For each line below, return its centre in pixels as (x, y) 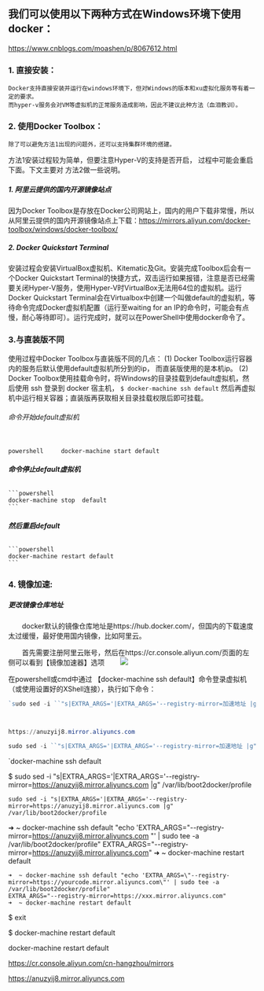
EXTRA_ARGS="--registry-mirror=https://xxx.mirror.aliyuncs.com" (117, 896)
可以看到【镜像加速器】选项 (59, 662)
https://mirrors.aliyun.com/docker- (195, 221)
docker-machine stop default (58, 501)
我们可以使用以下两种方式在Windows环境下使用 (125, 14)
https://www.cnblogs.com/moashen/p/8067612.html (93, 48)
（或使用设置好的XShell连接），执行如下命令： (82, 689)
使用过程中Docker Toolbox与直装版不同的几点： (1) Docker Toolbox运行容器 (130, 358)
